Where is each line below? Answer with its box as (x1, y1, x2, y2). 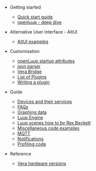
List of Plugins (17, 74, 47, 79)
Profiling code (17, 141, 46, 147)
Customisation (9, 48, 40, 54)
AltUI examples (17, 38, 49, 44)
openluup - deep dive (17, 19, 62, 25)
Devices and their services (17, 98, 72, 104)
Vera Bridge (17, 68, 42, 74)
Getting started (9, 4, 41, 10)
